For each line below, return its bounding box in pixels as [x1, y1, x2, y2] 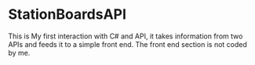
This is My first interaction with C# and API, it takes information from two [8, 31, 243, 41]
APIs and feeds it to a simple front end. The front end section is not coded [8, 39, 247, 49]
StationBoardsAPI [8, 5, 127, 23]
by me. [8, 48, 31, 57]
